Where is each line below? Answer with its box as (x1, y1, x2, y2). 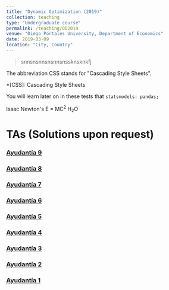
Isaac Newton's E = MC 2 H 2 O (6, 104, 79, 114)
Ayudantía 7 (6, 181, 42, 189)
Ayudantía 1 (6, 276, 40, 284)
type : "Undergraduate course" (6, 20, 82, 26)
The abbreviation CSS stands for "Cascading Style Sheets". (6, 70, 152, 77)
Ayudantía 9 (6, 149, 42, 157)
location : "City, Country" (6, 42, 73, 48)
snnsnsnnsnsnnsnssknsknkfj (20, 58, 92, 65)
